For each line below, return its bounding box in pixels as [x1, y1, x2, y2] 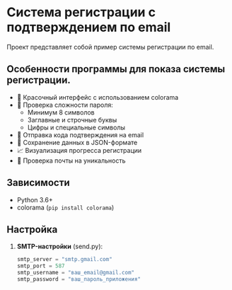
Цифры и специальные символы [27, 123, 125, 132]
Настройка [6, 224, 58, 236]
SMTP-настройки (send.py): [16, 242, 103, 251]
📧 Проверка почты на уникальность [16, 156, 126, 165]
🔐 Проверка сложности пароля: [16, 100, 114, 109]
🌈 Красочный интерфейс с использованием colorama [16, 93, 179, 101]
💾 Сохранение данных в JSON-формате [16, 138, 138, 146]
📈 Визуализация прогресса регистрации [16, 146, 142, 154]
